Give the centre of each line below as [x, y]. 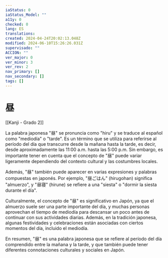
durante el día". [21, 190]
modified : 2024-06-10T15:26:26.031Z [44, 43]
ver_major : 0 [19, 57]
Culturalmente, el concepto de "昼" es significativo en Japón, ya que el [80, 201]
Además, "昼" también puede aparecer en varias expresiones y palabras [81, 172]
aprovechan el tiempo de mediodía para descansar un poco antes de [77, 212]
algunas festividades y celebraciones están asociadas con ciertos [74, 223]
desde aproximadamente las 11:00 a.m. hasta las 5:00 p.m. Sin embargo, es [84, 149]
